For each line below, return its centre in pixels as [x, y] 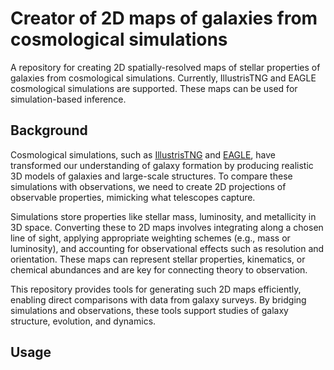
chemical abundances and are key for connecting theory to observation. [159, 269]
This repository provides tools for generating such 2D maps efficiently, [156, 289]
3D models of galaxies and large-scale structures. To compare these [151, 176]
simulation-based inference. [68, 99]
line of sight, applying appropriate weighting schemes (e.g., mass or [150, 238]
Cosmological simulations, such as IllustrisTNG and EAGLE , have [143, 154]
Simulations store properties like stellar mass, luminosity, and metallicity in [163, 216]
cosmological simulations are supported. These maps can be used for [154, 88]
